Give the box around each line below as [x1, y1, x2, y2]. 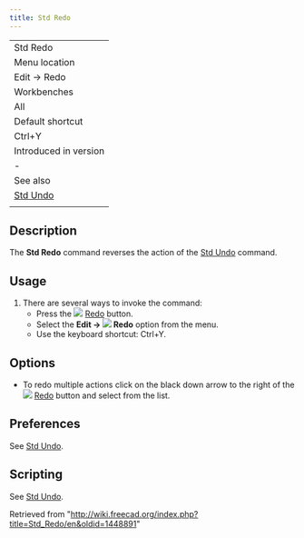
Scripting [9, 467, 64, 483]
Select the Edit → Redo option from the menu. [35, 319, 220, 330]
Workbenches [14, 85, 74, 98]
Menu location [14, 55, 75, 68]
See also [14, 174, 52, 186]
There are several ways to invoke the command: [22, 297, 202, 309]
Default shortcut [14, 115, 83, 127]
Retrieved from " [9, 508, 71, 519]
